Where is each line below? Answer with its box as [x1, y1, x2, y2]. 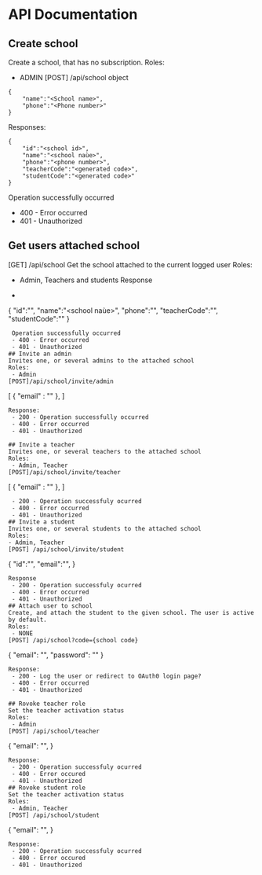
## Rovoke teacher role [8, 700, 86, 708]
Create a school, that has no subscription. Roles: [8, 57, 165, 67]
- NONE [11, 629, 34, 638]
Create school [8, 37, 78, 50]
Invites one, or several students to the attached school [8, 524, 202, 532]
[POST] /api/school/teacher [8, 727, 100, 735]
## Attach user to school [8, 601, 93, 610]
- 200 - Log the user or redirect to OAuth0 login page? [11, 672, 202, 680]
